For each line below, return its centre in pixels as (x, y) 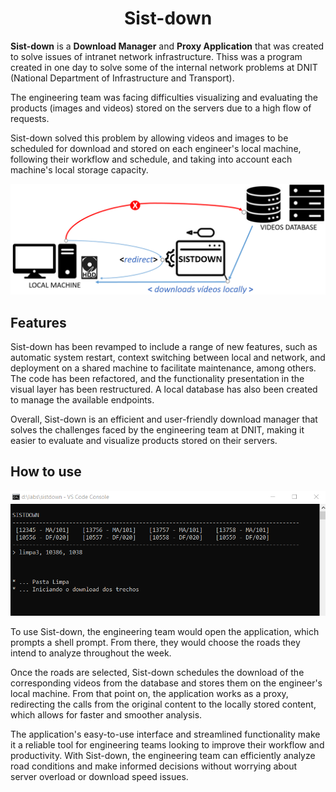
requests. (30, 118)
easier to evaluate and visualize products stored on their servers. (144, 440)
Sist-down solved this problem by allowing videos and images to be (149, 138)
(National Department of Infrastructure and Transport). (122, 78)
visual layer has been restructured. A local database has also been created (164, 389)
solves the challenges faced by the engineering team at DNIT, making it (157, 429)
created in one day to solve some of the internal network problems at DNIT (164, 67)
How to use (46, 472)
